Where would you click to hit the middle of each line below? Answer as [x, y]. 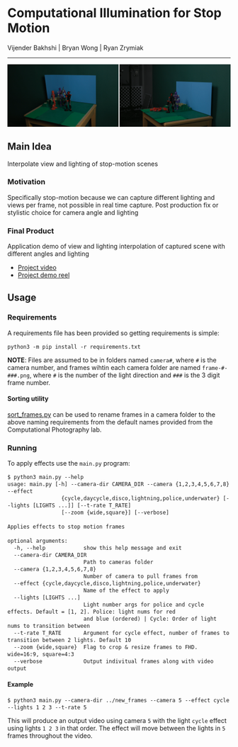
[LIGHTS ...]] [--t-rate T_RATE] [82, 506]
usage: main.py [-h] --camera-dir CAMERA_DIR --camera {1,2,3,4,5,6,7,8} [119, 484]
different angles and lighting [49, 254]
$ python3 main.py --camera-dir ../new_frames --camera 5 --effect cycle [119, 700]
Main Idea [29, 147]
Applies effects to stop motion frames [66, 527]
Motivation [27, 182]
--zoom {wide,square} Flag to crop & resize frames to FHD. [106, 647]
